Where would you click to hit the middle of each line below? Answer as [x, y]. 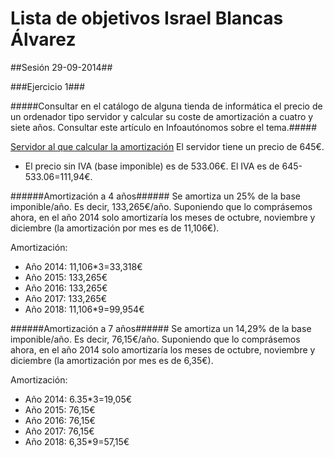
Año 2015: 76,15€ [60, 409]
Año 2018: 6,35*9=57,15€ [77, 441]
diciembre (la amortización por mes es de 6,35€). [112, 360]
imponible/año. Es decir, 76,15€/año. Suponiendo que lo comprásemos [155, 339]
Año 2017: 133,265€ [66, 298]
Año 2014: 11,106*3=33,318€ [83, 266]
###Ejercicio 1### [48, 86]
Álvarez [43, 39]
